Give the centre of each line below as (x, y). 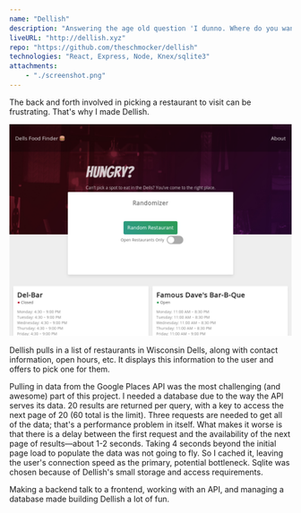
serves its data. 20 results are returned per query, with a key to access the (146, 405)
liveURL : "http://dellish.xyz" (68, 38)
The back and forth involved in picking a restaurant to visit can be (130, 102)
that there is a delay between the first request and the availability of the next (150, 433)
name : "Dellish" (39, 19)
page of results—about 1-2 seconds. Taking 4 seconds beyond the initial (143, 443)
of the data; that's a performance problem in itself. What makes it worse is (146, 424)
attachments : (34, 66)
